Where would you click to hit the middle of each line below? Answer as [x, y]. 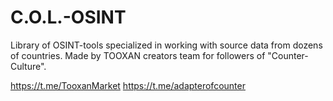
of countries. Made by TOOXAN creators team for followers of [138, 55]
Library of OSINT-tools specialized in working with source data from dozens [166, 45]
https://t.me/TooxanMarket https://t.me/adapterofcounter [128, 85]
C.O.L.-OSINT [68, 17]
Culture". [28, 66]
